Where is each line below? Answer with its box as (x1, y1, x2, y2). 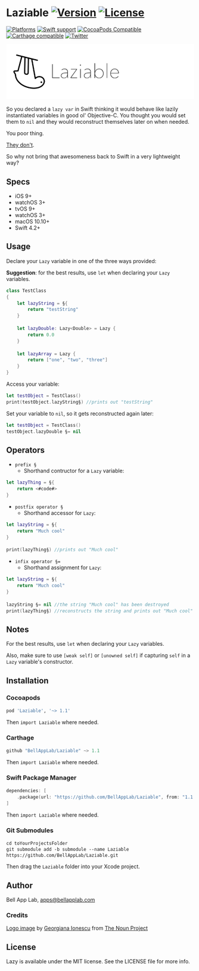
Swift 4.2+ (14, 224, 41, 231)
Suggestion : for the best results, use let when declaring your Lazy (6, 269, 170, 276)
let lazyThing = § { (6, 480, 55, 485)
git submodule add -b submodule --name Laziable (6, 847, 129, 853)
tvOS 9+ (14, 205, 36, 212)
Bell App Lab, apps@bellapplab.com (6, 896, 95, 903)
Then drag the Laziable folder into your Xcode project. (6, 863, 140, 870)
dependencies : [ (6, 788, 46, 794)
